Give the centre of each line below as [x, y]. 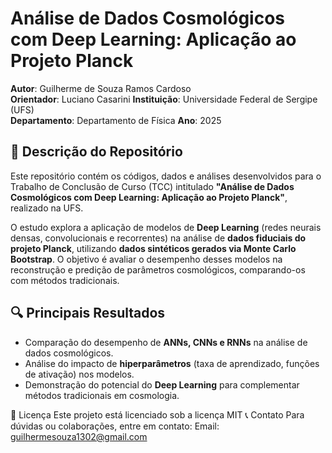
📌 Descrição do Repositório [96, 152]
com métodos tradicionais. [65, 280]
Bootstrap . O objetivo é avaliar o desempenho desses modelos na [146, 259]
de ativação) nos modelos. [79, 374]
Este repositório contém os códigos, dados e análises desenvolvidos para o [166, 176]
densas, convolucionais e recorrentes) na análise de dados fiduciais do [158, 238]
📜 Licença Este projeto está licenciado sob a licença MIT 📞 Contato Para [157, 414]
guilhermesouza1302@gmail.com [79, 436]
